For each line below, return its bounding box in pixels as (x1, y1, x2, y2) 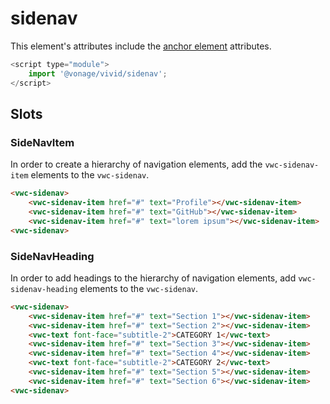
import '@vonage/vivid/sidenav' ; (28, 68, 168, 79)
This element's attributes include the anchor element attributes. (10, 40, 272, 52)
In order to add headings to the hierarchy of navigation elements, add (10, 272, 297, 284)
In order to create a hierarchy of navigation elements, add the (10, 158, 263, 171)
